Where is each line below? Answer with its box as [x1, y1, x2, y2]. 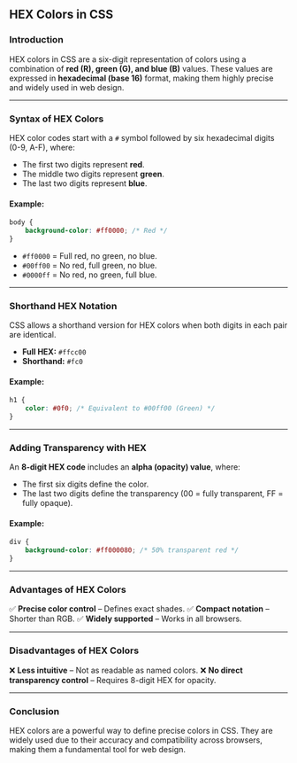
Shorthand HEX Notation [9, 300, 118, 312]
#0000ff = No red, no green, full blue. [21, 269, 157, 280]
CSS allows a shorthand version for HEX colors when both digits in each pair [9, 320, 288, 331]
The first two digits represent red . [21, 159, 145, 169]
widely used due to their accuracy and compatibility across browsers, [9, 735, 263, 745]
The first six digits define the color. [21, 479, 149, 490]
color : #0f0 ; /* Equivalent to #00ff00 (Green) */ [25, 404, 216, 413]
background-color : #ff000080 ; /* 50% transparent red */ [25, 546, 240, 555]
